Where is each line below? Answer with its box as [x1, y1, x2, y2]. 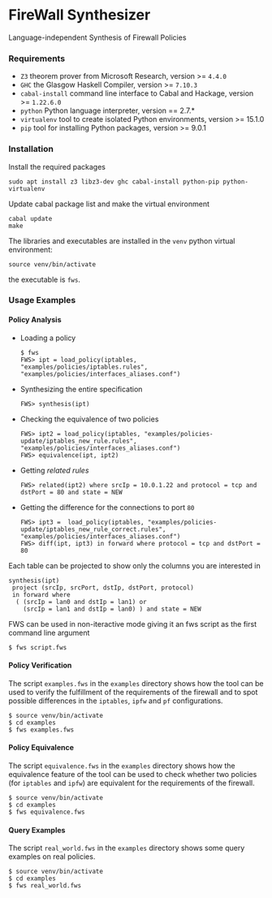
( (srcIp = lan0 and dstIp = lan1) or [15, 598, 148, 606]
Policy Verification [8, 660, 72, 671]
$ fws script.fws [8, 643, 67, 651]
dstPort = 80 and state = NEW [19, 488, 123, 496]
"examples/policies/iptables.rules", [19, 363, 149, 371]
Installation [8, 144, 54, 155]
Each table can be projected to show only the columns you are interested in [8, 560, 261, 570]
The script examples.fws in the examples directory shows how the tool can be [8, 678, 264, 688]
